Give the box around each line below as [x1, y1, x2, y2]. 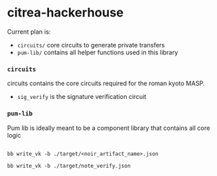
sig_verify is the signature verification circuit [17, 93, 147, 101]
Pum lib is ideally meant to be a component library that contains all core [7, 124, 210, 132]
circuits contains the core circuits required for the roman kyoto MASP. [7, 79, 205, 87]
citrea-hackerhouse [7, 5, 124, 21]
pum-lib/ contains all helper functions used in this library [17, 48, 178, 56]
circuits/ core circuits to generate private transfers [17, 41, 165, 49]
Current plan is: [7, 27, 51, 36]
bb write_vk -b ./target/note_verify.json [7, 162, 131, 169]
